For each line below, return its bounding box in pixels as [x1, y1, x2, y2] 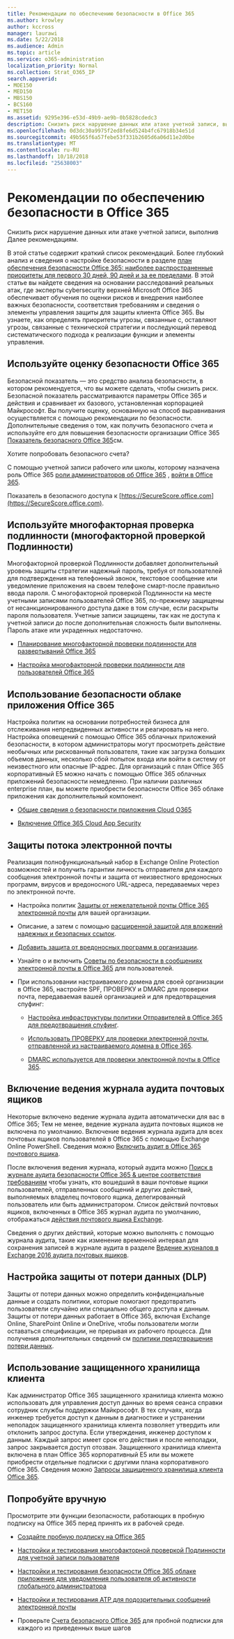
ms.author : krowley [7, 17, 64, 24]
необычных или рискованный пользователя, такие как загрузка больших [7, 748, 225, 756]
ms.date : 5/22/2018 [7, 36, 64, 43]
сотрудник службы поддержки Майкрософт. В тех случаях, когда [7, 1406, 202, 1415]
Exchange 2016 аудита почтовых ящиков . [7, 1251, 130, 1259]
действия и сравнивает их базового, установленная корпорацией [7, 399, 204, 407]
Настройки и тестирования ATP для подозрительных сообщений [17, 1596, 211, 1604]
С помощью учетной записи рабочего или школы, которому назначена [7, 462, 220, 472]
